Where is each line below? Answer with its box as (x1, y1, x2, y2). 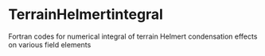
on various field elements (8, 39, 92, 49)
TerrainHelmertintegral (8, 6, 163, 24)
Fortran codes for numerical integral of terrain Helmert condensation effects (8, 32, 258, 41)
